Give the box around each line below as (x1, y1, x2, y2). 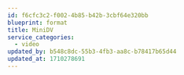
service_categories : (7, 33, 75, 41)
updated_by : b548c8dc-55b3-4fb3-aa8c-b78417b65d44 (7, 48, 177, 55)
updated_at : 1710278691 (7, 55, 86, 63)
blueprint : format (7, 19, 68, 27)
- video (14, 41, 40, 48)
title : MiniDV (7, 26, 54, 34)
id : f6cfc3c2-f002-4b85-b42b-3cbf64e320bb (7, 11, 149, 20)
